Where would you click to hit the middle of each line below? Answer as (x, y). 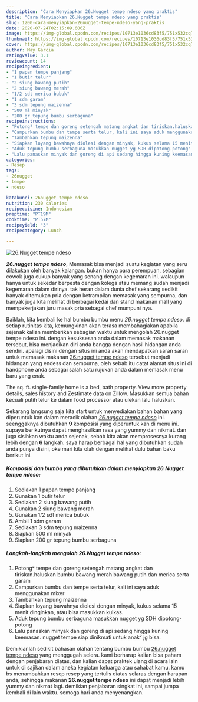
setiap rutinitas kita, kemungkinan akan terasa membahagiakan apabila (92, 326)
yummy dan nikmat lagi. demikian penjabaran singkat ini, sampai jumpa (93, 686)
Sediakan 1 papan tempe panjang (55, 490)
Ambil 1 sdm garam (38, 521)
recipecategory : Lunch (34, 231)
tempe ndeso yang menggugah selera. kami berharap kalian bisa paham (94, 655)
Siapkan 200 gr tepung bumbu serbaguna (65, 540)
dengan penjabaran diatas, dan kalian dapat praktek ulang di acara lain (92, 661)
